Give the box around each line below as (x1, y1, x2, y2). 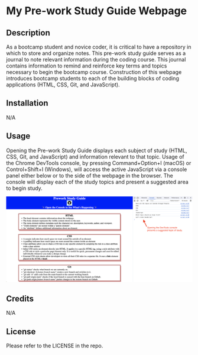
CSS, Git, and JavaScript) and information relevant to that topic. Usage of (6, 153, 184, 160)
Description (6, 28, 50, 38)
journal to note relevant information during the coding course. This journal (6, 56, 186, 63)
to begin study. (6, 185, 43, 192)
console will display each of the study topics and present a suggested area (6, 178, 189, 185)
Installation (6, 98, 48, 108)
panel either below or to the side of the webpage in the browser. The (6, 172, 173, 179)
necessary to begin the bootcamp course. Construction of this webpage (6, 69, 182, 75)
